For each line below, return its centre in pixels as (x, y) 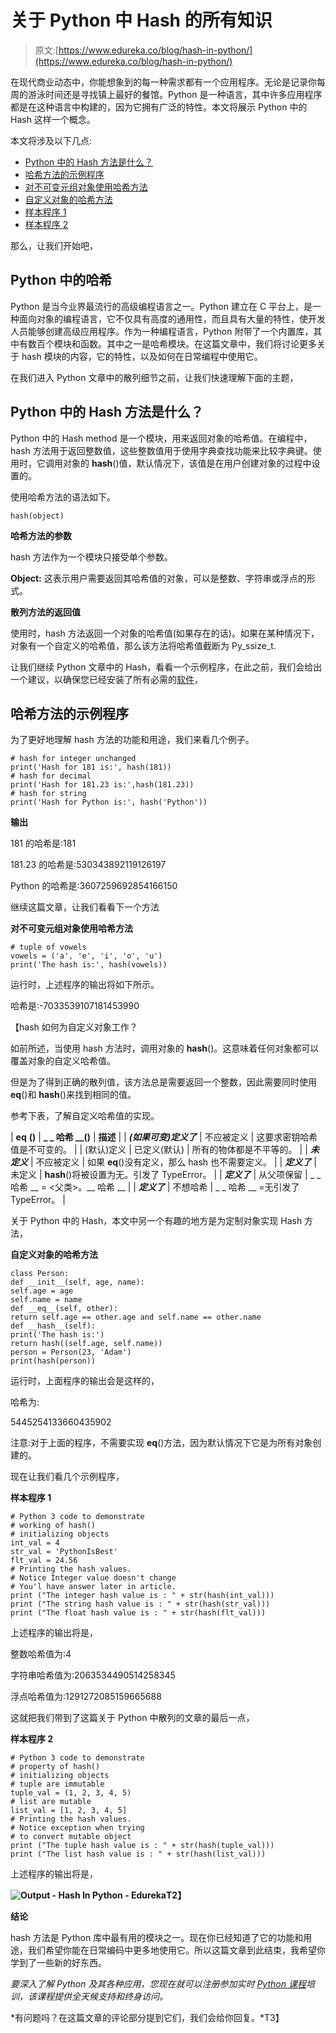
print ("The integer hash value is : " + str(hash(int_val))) (142, 1596)
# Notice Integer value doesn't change (93, 1578)
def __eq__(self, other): (64, 1309)
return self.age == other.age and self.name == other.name (136, 1317)
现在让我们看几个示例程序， (67, 1477)
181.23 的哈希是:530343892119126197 (88, 865)
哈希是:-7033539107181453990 (75, 1006)
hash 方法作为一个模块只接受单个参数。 (91, 557)
